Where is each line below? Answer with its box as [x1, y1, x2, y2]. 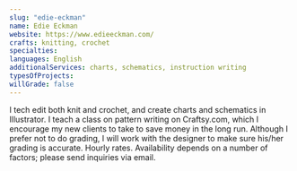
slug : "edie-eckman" [9, 13, 87, 22]
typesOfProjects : [9, 72, 74, 81]
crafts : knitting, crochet [9, 38, 110, 47]
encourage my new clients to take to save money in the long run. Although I [9, 123, 289, 134]
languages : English [9, 55, 83, 64]
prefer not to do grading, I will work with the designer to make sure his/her [9, 133, 284, 143]
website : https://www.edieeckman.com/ [9, 30, 154, 38]
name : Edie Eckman [9, 21, 78, 30]
